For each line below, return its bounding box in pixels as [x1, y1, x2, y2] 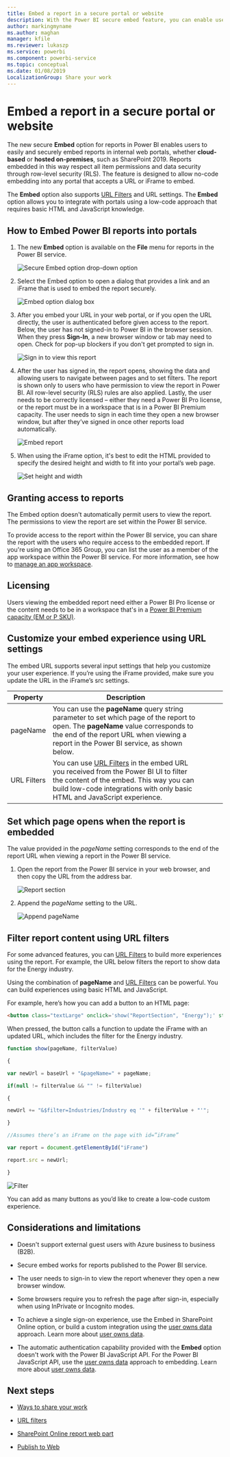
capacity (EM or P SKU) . [7, 612, 76, 621]
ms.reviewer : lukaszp [7, 42, 69, 49]
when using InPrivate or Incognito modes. [16, 1302, 135, 1310]
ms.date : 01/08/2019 [7, 67, 66, 74]
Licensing [7, 580, 50, 592]
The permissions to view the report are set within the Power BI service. [7, 517, 207, 526]
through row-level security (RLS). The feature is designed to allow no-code [7, 170, 219, 178]
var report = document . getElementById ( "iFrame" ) [7, 1144, 149, 1152]
